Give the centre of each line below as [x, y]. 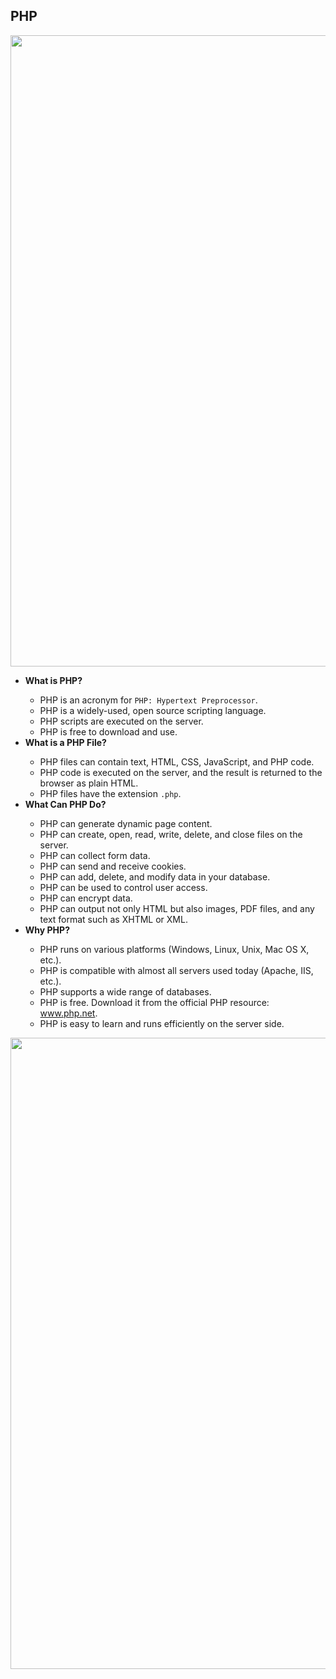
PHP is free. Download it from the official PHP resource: [154, 1002]
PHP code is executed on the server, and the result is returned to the [181, 772]
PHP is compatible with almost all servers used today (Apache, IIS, [176, 970]
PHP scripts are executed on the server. [121, 721]
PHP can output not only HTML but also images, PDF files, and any [177, 908]
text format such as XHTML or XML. [113, 919]
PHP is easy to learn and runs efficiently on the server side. [162, 1023]
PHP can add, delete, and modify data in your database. [155, 876]
